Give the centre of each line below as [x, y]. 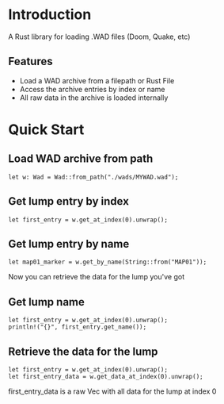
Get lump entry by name [69, 244]
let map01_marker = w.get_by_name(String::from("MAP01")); [108, 262]
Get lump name [47, 302]
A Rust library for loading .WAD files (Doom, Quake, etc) [99, 37]
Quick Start [46, 129]
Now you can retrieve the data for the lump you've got [96, 277]
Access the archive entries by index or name [92, 89]
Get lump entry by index [68, 201]
